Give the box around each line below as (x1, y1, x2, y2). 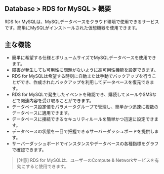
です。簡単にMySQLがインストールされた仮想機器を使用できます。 (4, 25, 140, 30)
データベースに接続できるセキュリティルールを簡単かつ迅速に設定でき (11, 116, 154, 122)
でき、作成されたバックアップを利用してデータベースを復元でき (20, 79, 150, 85)
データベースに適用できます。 (11, 110, 72, 116)
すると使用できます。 (25, 163, 69, 169)
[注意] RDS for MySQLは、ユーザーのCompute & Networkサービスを (16, 157, 155, 163)
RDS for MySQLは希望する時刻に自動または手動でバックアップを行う (11, 73, 152, 79)
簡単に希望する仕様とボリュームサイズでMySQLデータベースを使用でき (11, 55, 157, 60)
